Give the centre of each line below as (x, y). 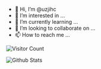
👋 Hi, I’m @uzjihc (35, 9)
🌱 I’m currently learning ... (46, 22)
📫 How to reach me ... (42, 35)
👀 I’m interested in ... (40, 15)
